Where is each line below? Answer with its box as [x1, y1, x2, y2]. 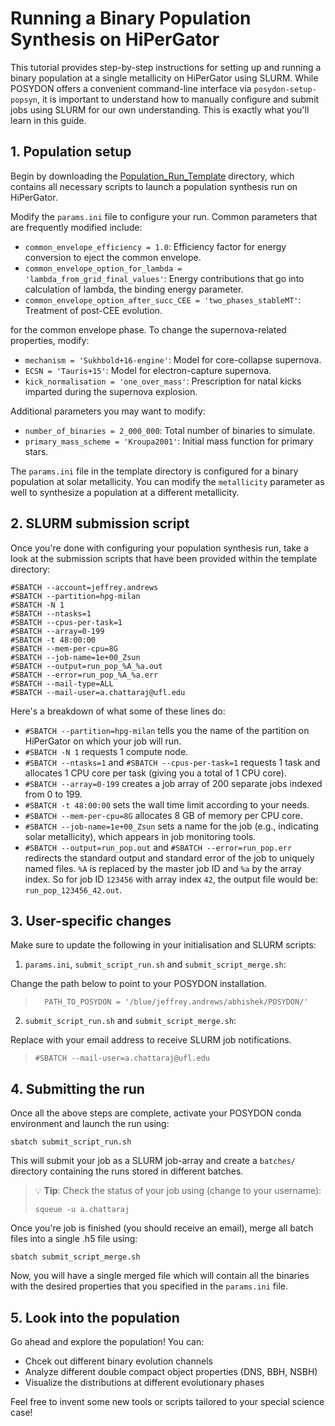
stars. [24, 445, 49, 457]
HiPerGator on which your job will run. [24, 735, 182, 747]
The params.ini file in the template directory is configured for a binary [10, 465, 299, 477]
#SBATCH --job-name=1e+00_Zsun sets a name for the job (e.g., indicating [24, 820, 319, 832]
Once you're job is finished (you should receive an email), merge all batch [10, 1222, 314, 1234]
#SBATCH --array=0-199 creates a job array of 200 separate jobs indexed [24, 777, 323, 789]
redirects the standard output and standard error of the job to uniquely [24, 852, 315, 864]
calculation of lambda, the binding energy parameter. [24, 283, 244, 295]
